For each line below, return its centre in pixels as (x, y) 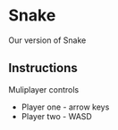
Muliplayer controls (44, 89)
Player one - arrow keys (65, 107)
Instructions (43, 68)
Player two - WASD (57, 116)
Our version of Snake (47, 40)
